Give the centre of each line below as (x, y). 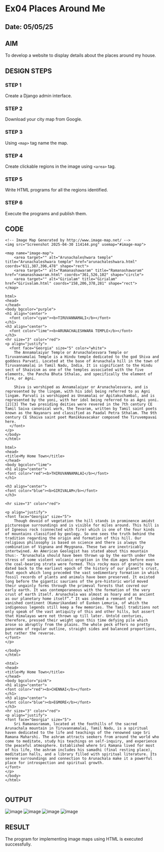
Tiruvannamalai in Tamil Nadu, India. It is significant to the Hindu (79, 366)
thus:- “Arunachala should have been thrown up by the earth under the (80, 556)
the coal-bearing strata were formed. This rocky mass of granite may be (82, 564)
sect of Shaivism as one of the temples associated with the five (74, 370)
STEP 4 (14, 155)
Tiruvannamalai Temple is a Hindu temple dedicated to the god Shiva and (82, 357)
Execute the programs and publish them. (46, 213)
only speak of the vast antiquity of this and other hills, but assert (80, 612)
